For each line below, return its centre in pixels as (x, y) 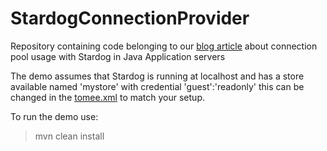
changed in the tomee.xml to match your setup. (107, 97)
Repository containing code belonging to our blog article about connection (164, 46)
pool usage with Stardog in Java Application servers (118, 56)
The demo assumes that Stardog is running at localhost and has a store (157, 76)
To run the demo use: (54, 116)
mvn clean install (69, 136)
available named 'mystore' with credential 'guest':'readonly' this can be (157, 86)
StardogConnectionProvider (130, 18)
